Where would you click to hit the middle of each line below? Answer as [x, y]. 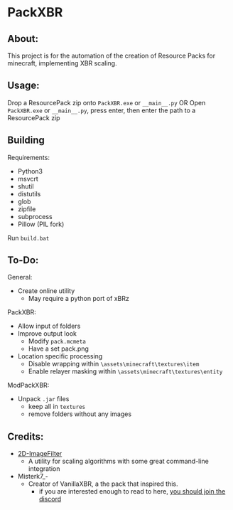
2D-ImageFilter [40, 454]
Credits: [26, 436]
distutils [29, 193]
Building [26, 140]
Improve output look [47, 334]
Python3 [30, 171]
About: [23, 39]
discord [50, 499]
